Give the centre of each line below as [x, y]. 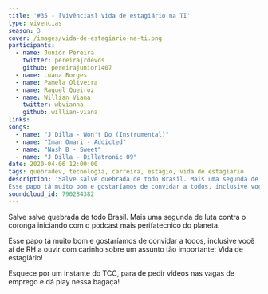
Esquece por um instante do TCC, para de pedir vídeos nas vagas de [122, 273]
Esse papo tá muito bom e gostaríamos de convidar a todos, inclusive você [132, 240]
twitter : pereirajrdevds [64, 61]
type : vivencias [35, 23]
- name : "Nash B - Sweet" [59, 149]
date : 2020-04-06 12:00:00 [53, 165]
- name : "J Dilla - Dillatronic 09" [76, 157]
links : [19, 120]
